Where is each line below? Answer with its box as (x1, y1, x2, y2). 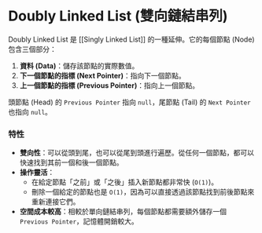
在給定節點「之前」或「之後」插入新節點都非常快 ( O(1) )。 (31, 177, 219, 187)
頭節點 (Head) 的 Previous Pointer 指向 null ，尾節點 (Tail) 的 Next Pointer (8, 97, 251, 107)
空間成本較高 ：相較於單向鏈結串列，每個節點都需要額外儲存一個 (19, 207, 227, 217)
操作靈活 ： (19, 168, 55, 177)
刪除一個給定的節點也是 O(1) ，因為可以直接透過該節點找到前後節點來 (31, 187, 255, 197)
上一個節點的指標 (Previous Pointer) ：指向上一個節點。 (19, 80, 199, 90)
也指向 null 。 (8, 107, 53, 116)
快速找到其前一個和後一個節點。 (19, 158, 124, 167)
